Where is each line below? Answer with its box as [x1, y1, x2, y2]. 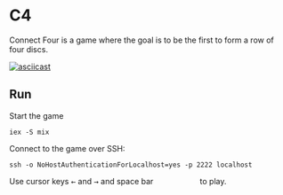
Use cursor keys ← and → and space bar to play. [9, 175, 227, 186]
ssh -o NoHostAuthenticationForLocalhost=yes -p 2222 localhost [9, 160, 253, 169]
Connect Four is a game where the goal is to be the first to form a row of [9, 35, 274, 45]
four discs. [9, 43, 49, 54]
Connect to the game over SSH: [9, 143, 125, 153]
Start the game [9, 110, 64, 121]
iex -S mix [9, 128, 50, 136]
